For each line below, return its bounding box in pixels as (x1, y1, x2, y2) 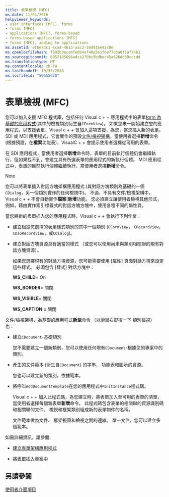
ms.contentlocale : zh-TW (5, 64, 57, 69)
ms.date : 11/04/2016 (5, 12, 49, 17)
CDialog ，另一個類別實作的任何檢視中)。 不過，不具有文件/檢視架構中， (5, 189, 153, 195)
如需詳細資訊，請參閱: (5, 434, 51, 440)
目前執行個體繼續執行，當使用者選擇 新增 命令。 (31, 163, 129, 169)
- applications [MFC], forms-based (5, 31, 80, 36)
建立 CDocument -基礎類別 (12, 334, 62, 340)
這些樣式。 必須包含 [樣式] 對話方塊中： (12, 264, 95, 270)
